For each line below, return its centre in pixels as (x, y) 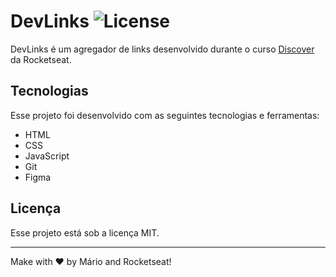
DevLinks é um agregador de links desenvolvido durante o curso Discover (162, 49)
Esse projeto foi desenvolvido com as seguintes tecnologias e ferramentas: (165, 115)
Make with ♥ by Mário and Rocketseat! (91, 261)
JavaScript (47, 156)
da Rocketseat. (41, 59)
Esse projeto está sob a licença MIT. (85, 232)
